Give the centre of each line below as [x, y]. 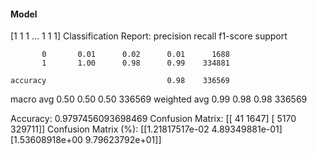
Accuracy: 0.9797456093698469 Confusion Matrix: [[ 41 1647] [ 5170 [153, 119]
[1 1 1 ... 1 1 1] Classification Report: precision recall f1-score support [149, 36]
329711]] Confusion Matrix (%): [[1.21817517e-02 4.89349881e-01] [146, 129]
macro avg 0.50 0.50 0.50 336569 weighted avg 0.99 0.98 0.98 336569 [159, 99]
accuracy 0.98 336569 [120, 81]
